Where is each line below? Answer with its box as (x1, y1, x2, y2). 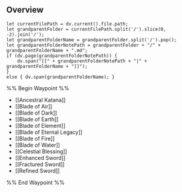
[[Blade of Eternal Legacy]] (15, 128, 83, 136)
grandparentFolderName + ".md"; (6, 47, 88, 53)
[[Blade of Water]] (15, 141, 60, 148)
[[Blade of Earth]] (15, 115, 59, 123)
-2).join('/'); (6, 31, 45, 38)
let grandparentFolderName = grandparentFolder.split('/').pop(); (6, 36, 177, 43)
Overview (6, 5, 44, 15)
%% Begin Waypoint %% (6, 84, 70, 91)
